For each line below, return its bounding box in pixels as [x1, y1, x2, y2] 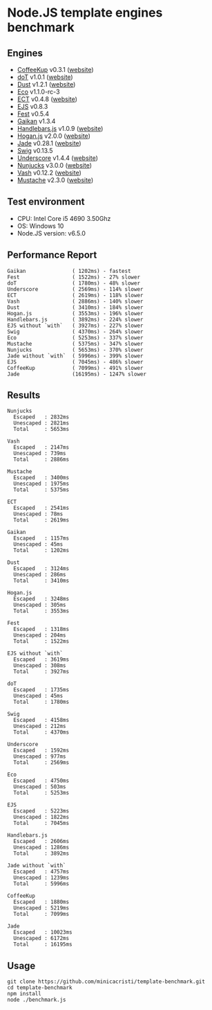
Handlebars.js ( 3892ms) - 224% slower [7, 316, 144, 323]
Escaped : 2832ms [13, 414, 70, 420]
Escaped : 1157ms [13, 535, 70, 542]
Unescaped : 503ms [13, 783, 67, 790]
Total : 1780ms [13, 698, 70, 706]
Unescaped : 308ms [13, 662, 67, 669]
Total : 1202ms [13, 547, 70, 554]
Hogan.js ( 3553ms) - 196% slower [7, 310, 144, 317]
